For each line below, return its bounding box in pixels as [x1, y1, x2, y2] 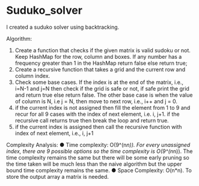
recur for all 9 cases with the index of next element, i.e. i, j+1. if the [14, 110, 180, 118]
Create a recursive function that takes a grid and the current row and [14, 65, 186, 73]
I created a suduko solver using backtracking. [6, 23, 120, 31]
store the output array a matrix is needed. [6, 173, 109, 180]
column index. [14, 72, 51, 79]
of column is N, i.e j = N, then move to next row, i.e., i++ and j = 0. [14, 97, 177, 105]
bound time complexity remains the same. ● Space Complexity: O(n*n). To [6, 166, 192, 174]
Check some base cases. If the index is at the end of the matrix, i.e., [14, 79, 183, 86]
